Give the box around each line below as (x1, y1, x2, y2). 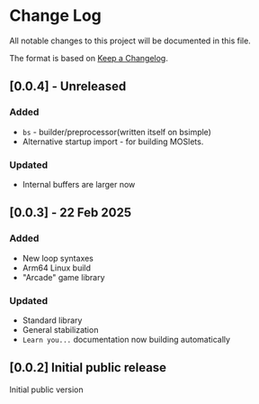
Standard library (22, 315, 83, 326)
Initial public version (9, 384, 84, 395)
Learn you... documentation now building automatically (22, 334, 231, 344)
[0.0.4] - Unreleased (9, 78, 127, 95)
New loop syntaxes (22, 252, 94, 263)
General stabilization (22, 324, 99, 335)
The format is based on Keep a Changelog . (9, 52, 168, 63)
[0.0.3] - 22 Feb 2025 (9, 205, 132, 221)
